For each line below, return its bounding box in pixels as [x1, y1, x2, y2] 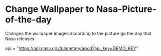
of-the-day [5, 14, 52, 25]
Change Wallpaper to [5, 3, 95, 15]
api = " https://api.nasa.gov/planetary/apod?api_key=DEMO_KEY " [5, 45, 139, 51]
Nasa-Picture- [96, 3, 157, 15]
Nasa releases [5, 36, 35, 42]
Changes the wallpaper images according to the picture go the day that [5, 30, 152, 36]
